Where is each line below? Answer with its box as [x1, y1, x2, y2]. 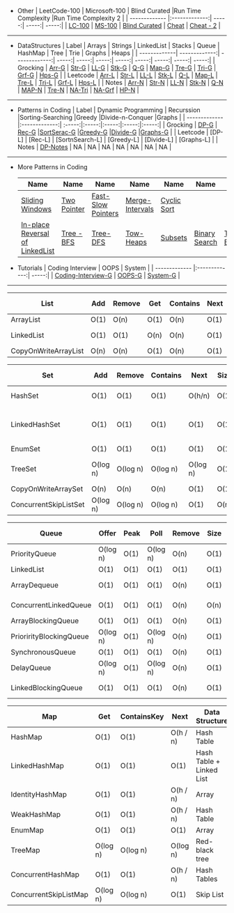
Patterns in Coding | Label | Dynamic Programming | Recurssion [17, 106, 201, 114]
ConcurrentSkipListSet [10, 500, 85, 509]
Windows [20, 204, 52, 214]
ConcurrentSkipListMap [10, 890, 88, 899]
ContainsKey [120, 712, 164, 721]
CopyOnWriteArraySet [10, 484, 84, 494]
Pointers [91, 209, 119, 218]
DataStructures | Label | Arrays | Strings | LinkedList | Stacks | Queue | [17, 42, 220, 49]
